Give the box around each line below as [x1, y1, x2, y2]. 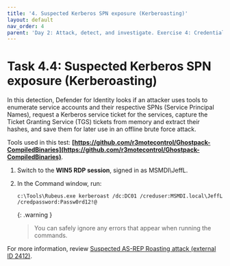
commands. [34, 231, 68, 240]
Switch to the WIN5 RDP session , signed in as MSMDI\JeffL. [16, 166, 188, 175]
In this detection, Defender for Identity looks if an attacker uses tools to [7, 96, 208, 104]
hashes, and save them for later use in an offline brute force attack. [7, 125, 196, 134]
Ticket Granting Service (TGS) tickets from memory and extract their [7, 118, 201, 126]
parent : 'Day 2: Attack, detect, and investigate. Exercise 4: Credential [7, 29, 225, 36]
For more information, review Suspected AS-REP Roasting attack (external [7, 245, 216, 253]
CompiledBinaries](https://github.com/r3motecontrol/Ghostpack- [7, 145, 200, 154]
